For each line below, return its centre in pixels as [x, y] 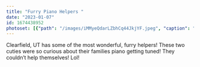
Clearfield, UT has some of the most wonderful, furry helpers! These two [96, 45]
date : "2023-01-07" [30, 17]
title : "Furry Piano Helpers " [45, 12]
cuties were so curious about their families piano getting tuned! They [90, 52]
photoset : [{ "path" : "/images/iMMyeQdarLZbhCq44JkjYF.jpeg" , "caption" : [98, 28]
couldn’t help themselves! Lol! [43, 58]
